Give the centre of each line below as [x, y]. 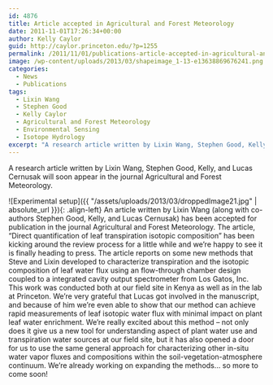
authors [22, 218]
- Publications [41, 84]
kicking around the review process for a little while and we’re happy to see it [136, 244]
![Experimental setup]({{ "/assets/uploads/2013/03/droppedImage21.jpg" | [133, 201]
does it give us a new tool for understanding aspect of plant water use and [133, 330]
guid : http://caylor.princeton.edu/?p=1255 [83, 46]
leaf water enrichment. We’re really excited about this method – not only [129, 322]
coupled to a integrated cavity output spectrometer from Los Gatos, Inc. [129, 278]
